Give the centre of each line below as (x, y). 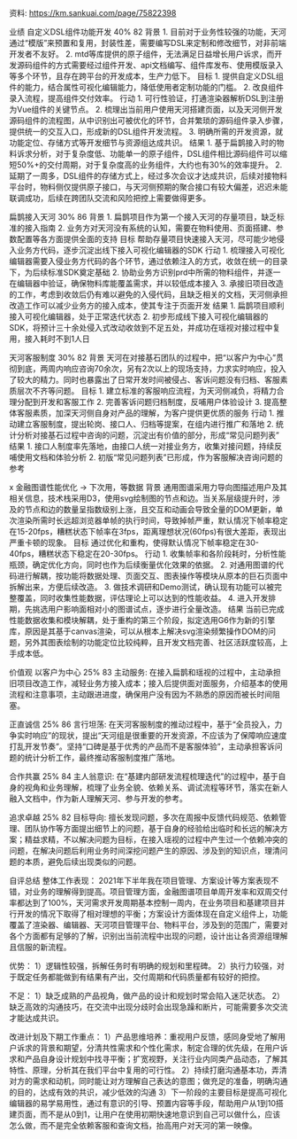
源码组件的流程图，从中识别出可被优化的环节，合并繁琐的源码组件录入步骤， (148, 121)
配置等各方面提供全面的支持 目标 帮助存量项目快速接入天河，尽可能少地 (146, 239)
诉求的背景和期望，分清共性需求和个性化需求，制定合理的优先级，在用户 (148, 1048)
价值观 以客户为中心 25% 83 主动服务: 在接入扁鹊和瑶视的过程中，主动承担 (145, 672)
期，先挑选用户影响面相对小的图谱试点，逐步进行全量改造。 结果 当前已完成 (147, 609)
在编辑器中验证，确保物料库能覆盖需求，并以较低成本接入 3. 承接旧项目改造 (147, 283)
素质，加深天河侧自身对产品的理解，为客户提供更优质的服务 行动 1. (153, 413)
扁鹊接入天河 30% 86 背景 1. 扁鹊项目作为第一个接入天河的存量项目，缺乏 (143, 217)
